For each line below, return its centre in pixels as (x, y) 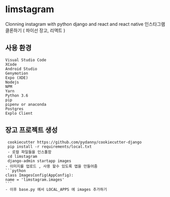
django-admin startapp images (39, 161)
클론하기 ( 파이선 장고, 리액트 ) (35, 30)
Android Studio (21, 69)
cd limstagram (22, 156)
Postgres (14, 109)
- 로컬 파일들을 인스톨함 (29, 152)
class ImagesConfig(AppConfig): (39, 175)
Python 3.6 (17, 95)
